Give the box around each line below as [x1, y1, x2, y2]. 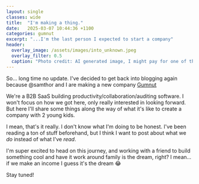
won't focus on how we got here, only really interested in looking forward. [6, 99, 187, 106]
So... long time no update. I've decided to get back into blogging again [6, 75, 178, 82]
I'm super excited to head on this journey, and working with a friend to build [6, 147, 191, 154]
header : [6, 42, 25, 48]
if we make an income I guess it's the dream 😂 [6, 160, 121, 167]
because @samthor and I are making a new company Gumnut [6, 81, 157, 88]
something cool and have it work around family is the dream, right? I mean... [6, 153, 191, 160]
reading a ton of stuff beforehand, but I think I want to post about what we [6, 129, 187, 137]
